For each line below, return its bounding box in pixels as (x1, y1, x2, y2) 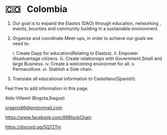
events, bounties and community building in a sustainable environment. (12, 25, 159, 31)
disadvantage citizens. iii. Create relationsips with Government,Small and (12, 55, 162, 61)
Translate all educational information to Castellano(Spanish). (12, 76, 137, 82)
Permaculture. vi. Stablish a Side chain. (12, 66, 93, 72)
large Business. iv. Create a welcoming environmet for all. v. (12, 61, 136, 67)
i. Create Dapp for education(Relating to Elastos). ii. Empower (12, 50, 139, 56)
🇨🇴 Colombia (5, 3, 68, 15)
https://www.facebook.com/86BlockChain (5, 114, 92, 120)
